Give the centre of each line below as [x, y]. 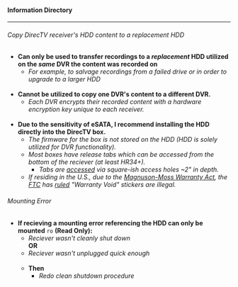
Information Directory [40, 10]
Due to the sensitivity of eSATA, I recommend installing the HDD [114, 125]
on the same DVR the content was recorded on [87, 64]
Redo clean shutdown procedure [86, 276]
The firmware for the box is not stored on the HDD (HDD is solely [123, 140]
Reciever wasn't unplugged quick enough [89, 253]
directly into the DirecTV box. [62, 132]
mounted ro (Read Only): [55, 230]
